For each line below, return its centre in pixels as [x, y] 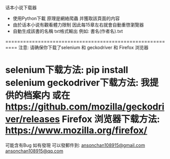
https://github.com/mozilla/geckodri [85, 107]
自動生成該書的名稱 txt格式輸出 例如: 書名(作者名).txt [68, 31]
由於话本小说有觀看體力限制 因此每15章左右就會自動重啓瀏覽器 [78, 25]
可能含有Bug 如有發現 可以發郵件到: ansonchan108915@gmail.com [75, 145]
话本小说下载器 [21, 7]
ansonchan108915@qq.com [34, 151]
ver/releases [33, 119]
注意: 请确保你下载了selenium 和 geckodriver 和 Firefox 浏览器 [83, 47]
